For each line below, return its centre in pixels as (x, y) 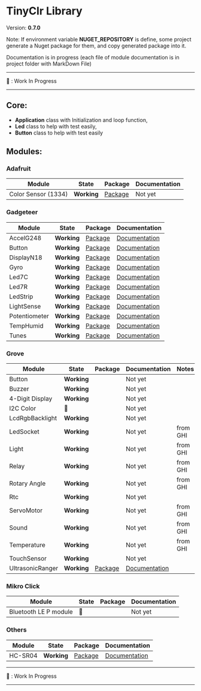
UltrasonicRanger (34, 569)
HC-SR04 (23, 656)
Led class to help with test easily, (56, 126)
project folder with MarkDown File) (49, 64)
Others (16, 630)
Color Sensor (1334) (39, 195)
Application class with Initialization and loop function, (81, 120)
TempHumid (26, 325)
